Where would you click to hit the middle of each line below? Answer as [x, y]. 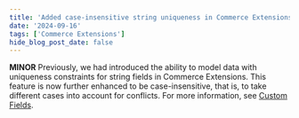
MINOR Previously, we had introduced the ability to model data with [133, 67]
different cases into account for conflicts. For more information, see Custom [148, 96]
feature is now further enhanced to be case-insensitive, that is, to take [138, 86]
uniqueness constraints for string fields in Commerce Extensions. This [138, 77]
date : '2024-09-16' [45, 26]
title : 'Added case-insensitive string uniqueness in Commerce [129, 17]
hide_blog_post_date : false [61, 42]
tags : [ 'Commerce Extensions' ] [67, 34]
